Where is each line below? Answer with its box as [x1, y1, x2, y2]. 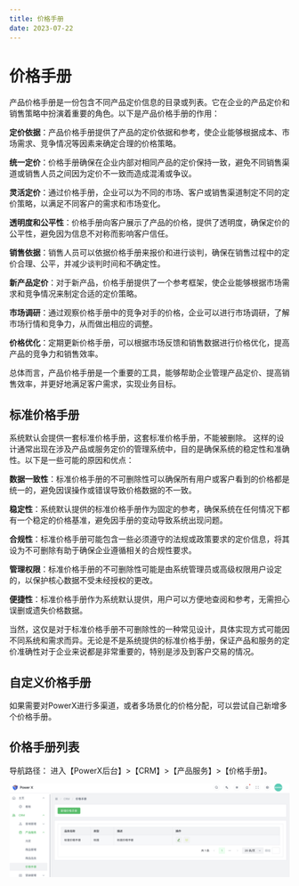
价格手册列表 [9, 740, 80, 755]
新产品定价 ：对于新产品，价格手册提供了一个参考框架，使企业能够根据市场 [9, 277, 282, 289]
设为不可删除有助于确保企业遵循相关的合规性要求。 [9, 545, 197, 556]
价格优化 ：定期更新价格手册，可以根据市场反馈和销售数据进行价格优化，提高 [9, 337, 290, 348]
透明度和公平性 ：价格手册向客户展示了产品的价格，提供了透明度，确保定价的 [9, 217, 290, 228]
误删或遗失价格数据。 [9, 606, 87, 616]
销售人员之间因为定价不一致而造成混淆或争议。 [24, 168, 197, 179]
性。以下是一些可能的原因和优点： [9, 455, 134, 466]
